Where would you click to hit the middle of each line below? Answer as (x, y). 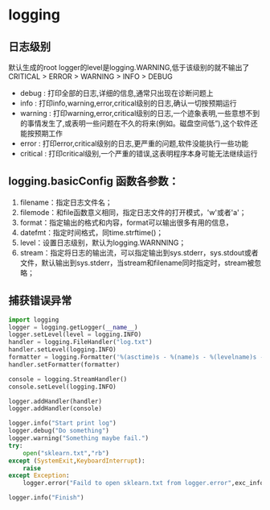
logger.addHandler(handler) (55, 401)
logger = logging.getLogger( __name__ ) (73, 327)
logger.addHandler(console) (55, 408)
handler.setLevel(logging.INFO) (62, 350)
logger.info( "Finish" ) (46, 498)
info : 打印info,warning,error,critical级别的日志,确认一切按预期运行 (128, 103)
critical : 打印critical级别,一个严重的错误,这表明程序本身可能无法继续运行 (139, 153)
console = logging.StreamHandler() (68, 379)
